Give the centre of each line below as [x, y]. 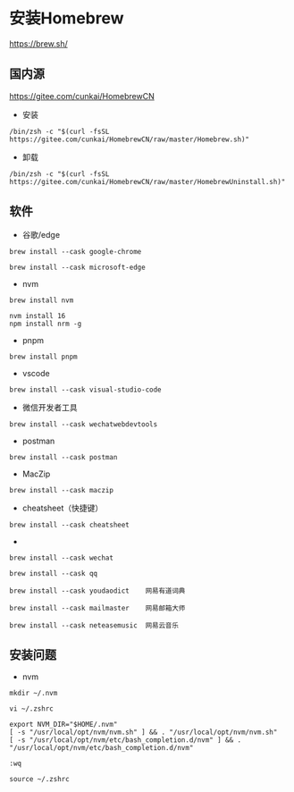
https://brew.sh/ [39, 43]
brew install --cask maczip [62, 490]
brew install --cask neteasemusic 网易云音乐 [94, 625]
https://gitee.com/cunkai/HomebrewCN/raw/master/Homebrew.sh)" [130, 139]
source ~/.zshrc [39, 779]
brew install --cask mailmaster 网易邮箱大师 [97, 608]
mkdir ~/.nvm [34, 694]
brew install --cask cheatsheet [69, 525]
